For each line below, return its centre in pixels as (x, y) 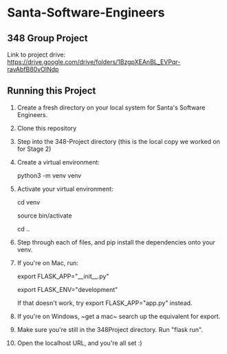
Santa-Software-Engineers (86, 13)
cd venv (28, 202)
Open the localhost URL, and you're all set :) (79, 343)
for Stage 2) (34, 149)
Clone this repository (47, 128)
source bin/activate (44, 216)
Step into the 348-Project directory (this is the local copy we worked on (118, 141)
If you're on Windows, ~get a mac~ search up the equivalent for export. (119, 316)
